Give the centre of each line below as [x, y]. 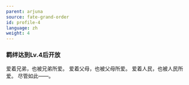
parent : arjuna [25, 11]
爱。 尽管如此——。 [30, 76]
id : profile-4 [23, 22]
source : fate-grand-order [37, 17]
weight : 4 [18, 33]
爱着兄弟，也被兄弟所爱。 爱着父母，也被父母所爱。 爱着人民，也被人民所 [94, 69]
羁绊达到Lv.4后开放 [33, 55]
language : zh [22, 28]
